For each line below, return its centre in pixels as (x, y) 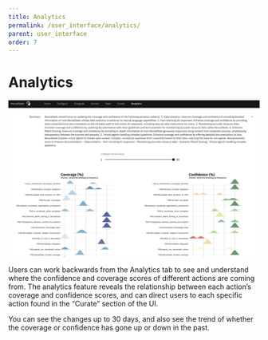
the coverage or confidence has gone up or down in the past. (109, 327)
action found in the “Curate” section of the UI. (83, 303)
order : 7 (23, 42)
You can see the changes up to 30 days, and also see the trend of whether (131, 318)
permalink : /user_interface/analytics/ (75, 25)
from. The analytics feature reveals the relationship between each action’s (130, 287)
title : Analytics (37, 17)
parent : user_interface (48, 34)
